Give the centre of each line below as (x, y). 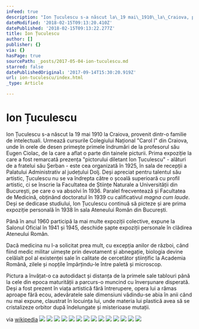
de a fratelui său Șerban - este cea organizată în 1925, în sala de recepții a (97, 165)
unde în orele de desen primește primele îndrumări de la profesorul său (93, 146)
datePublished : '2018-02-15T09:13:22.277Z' (61, 28)
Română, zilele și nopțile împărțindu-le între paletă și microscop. (84, 264)
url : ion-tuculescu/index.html (45, 78)
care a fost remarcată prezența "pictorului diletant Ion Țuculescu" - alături (96, 159)
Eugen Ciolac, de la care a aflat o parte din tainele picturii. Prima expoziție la (99, 153)
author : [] (20, 39)
